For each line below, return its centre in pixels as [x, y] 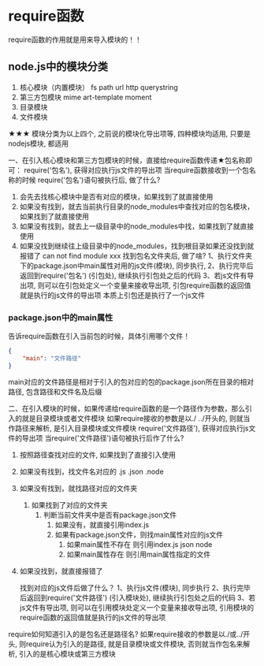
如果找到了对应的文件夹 [69, 504]
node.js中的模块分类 [58, 67]
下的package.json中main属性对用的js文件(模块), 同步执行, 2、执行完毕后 [136, 266]
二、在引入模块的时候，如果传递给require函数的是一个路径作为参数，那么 [127, 408]
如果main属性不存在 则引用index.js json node [139, 544]
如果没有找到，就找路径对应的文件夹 [78, 488]
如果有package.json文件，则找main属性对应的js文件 [139, 534]
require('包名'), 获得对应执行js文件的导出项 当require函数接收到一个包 [136, 169]
